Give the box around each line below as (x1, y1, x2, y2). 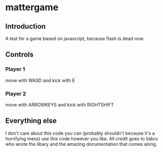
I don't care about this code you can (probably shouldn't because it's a (5, 130, 155, 136)
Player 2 (5, 90, 27, 97)
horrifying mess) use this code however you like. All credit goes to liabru (5, 135, 158, 142)
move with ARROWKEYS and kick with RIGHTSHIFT (5, 101, 114, 107)
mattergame (5, 2, 59, 13)
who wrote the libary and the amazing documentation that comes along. (5, 141, 157, 147)
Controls (5, 50, 34, 59)
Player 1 (5, 66, 26, 73)
